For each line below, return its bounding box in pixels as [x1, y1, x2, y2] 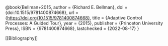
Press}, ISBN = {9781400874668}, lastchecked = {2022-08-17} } [5, 25, 139, 31]
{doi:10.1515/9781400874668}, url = [5, 9, 79, 15]
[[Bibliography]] [5, 35, 38, 41]
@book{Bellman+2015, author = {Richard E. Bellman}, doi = [5, 4, 128, 10]
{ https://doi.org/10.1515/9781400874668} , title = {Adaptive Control [5, 15, 142, 20]
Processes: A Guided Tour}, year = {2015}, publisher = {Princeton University [5, 20, 163, 26]
